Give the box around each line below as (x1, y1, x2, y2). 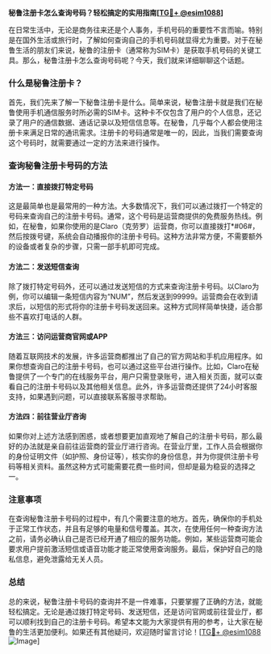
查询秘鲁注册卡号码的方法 (8, 160, 108, 172)
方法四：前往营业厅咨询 (8, 412, 86, 422)
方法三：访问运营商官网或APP (8, 332, 108, 342)
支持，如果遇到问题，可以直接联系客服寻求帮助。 (8, 392, 171, 401)
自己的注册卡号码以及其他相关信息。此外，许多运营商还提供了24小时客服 (15, 381, 258, 391)
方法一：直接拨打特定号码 (8, 181, 94, 191)
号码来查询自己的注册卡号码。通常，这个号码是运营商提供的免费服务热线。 (8, 211, 256, 221)
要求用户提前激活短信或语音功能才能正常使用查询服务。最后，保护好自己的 (8, 544, 256, 554)
